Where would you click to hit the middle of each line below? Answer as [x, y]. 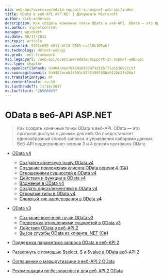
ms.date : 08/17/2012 [26, 37]
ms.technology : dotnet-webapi [36, 50]
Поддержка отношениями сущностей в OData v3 [70, 223]
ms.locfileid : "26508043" [31, 91]
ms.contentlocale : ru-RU [30, 82]
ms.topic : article [24, 41]
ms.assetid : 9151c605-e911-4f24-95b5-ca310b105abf [57, 46]
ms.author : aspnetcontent [31, 28]
